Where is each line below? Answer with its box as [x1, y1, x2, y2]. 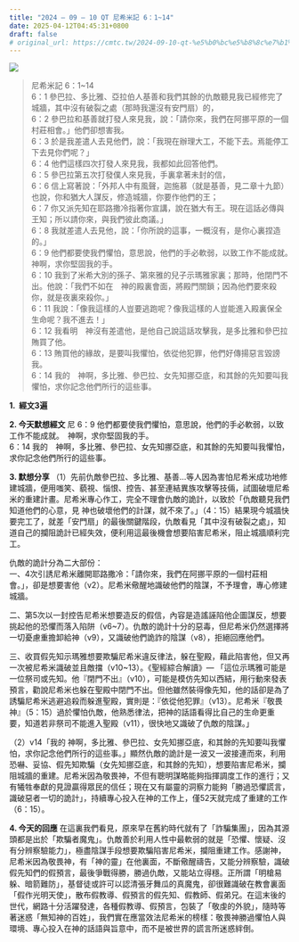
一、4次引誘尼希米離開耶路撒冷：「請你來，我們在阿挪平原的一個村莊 [9, 568, 261, 580]
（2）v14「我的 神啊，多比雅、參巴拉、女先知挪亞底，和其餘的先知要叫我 [9, 737, 279, 748]
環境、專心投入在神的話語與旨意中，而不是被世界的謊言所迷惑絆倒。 [9, 923, 259, 934]
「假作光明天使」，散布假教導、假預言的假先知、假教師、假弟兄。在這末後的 [9, 889, 287, 901]
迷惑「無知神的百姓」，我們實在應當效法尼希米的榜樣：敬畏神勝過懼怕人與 [16, 912, 287, 923]
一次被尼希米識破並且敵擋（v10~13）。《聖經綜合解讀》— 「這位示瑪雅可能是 [9, 662, 287, 673]
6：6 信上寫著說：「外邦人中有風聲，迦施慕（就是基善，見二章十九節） [30, 180, 289, 192]
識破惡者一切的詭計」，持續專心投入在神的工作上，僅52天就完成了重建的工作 [9, 793, 287, 804]
